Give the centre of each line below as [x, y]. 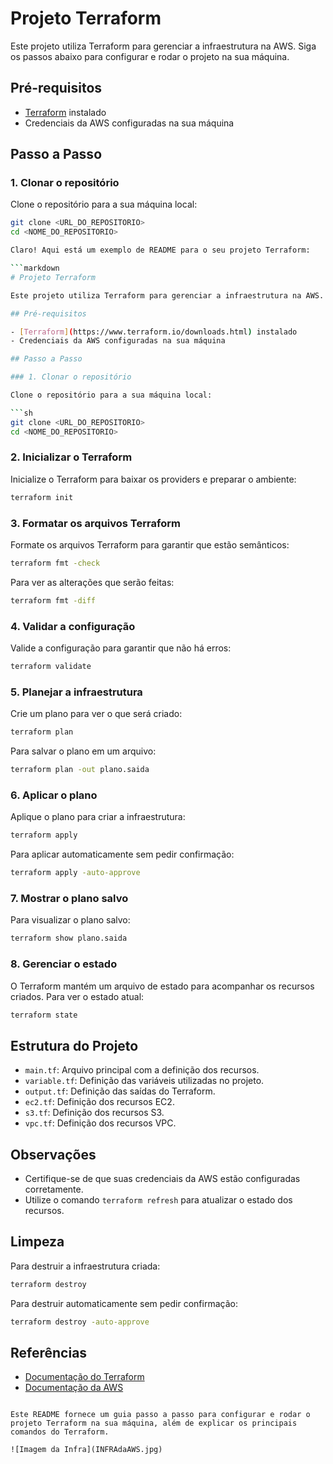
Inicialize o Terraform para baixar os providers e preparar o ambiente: [153, 479]
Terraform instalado [65, 112]
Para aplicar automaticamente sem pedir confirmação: [122, 854]
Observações [53, 1154]
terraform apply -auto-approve [75, 873]
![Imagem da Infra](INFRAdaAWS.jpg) [86, 1450]
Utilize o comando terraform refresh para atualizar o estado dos [158, 1200]
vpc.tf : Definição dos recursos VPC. [100, 1123]
